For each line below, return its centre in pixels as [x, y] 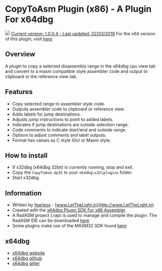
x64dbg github [27, 258]
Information [23, 193]
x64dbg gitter [26, 263]
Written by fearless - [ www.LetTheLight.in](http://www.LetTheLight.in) [83, 205]
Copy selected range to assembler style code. [58, 103]
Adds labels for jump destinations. [46, 114]
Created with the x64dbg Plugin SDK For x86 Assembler [69, 210]
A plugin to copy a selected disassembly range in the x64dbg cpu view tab [80, 66]
